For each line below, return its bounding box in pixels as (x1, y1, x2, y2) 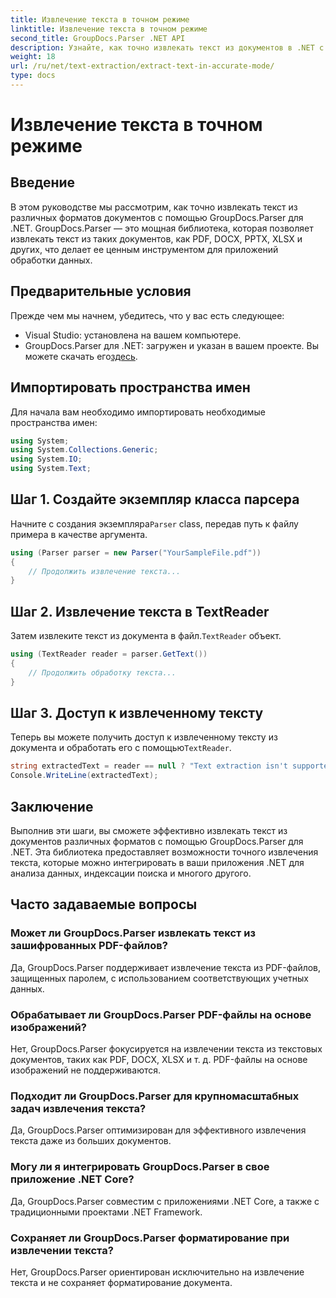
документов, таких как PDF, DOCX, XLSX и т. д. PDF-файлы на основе (10, 1053, 308, 1065)
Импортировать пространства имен (10, 379, 251, 396)
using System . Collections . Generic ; (10, 445, 159, 455)
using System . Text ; (10, 464, 92, 474)
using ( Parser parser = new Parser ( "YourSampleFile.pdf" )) (10, 547, 262, 558)
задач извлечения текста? (10, 1101, 147, 1115)
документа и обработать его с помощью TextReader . (10, 742, 232, 754)
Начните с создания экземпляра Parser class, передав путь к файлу (10, 517, 299, 530)
